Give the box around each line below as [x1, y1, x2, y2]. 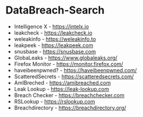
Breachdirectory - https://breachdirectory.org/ [14, 104, 127, 111]
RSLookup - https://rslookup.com [14, 98, 95, 105]
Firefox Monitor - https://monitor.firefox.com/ [14, 60, 124, 68]
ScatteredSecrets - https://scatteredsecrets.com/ [14, 73, 134, 80]
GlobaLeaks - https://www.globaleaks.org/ [14, 54, 118, 61]
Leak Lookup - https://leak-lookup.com [14, 85, 109, 92]
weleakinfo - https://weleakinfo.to [14, 35, 97, 42]
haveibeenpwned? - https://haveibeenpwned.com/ [14, 66, 137, 73]
